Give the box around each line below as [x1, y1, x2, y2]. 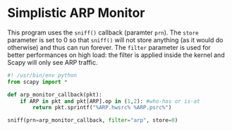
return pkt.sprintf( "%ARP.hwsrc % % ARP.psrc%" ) [32, 104, 172, 111]
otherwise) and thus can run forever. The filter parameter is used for [7, 43, 212, 51]
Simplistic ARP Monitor [7, 5, 145, 21]
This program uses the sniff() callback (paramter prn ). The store [7, 28, 199, 37]
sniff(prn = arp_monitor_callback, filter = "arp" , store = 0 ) [7, 117, 178, 124]
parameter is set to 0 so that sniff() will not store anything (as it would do [7, 35, 224, 44]
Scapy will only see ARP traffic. [7, 58, 98, 66]
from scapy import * [7, 78, 68, 85]
